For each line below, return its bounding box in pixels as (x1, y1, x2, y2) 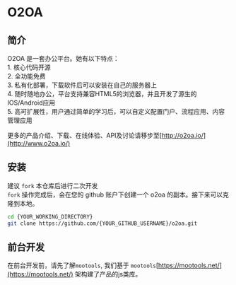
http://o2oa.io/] (161, 132, 206, 139)
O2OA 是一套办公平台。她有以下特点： (7, 54, 120, 62)
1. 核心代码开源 (7, 63, 51, 71)
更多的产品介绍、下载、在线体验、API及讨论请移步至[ (7, 132, 163, 139)
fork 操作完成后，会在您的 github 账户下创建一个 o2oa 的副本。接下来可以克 (7, 190, 230, 199)
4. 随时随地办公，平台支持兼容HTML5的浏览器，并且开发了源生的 (7, 90, 197, 98)
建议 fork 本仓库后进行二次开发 (7, 181, 98, 190)
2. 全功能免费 (7, 72, 46, 80)
